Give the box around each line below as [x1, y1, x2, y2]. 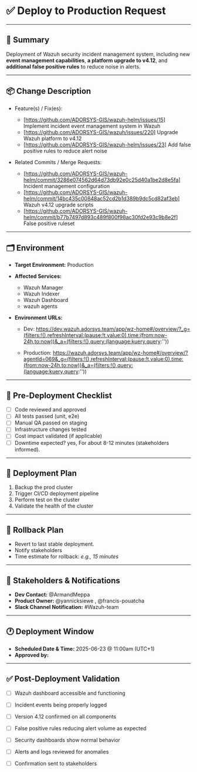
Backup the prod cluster [14, 484, 73, 491]
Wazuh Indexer [23, 290, 60, 297]
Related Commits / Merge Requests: [14, 158, 102, 165]
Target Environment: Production [14, 261, 94, 268]
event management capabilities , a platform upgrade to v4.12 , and [6, 57, 168, 64]
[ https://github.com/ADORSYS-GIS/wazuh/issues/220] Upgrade [23, 128, 179, 135]
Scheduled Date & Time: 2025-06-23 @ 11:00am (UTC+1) [14, 645, 155, 652]
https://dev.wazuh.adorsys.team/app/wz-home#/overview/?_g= [36, 325, 191, 332]
